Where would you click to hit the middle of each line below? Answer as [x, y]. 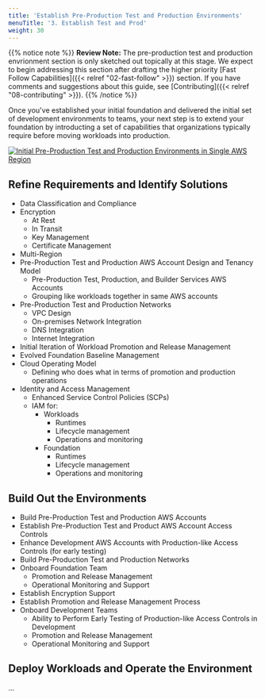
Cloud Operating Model [58, 364]
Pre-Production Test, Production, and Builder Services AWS [129, 279]
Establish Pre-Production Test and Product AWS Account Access [126, 526]
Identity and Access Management [75, 389]
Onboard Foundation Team [63, 568]
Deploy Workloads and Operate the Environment [130, 668]
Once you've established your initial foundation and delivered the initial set [130, 110]
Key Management [60, 237]
